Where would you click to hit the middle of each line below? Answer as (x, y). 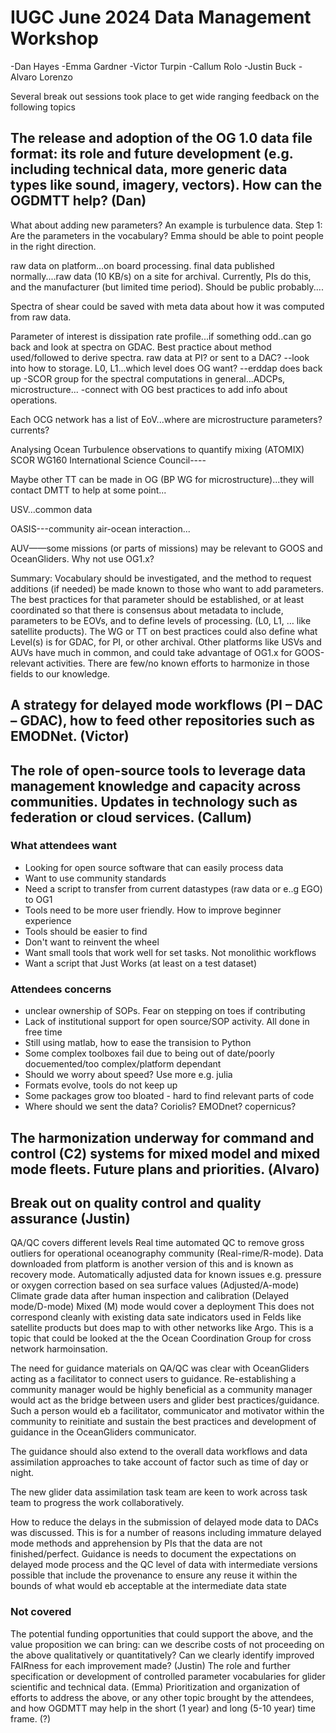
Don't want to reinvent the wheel (92, 942)
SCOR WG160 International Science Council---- (108, 460)
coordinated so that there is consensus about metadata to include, (147, 610)
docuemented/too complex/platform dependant (123, 1064)
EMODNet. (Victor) (70, 736)
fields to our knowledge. (60, 673)
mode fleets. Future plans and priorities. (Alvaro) (165, 1169)
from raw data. (41, 317)
